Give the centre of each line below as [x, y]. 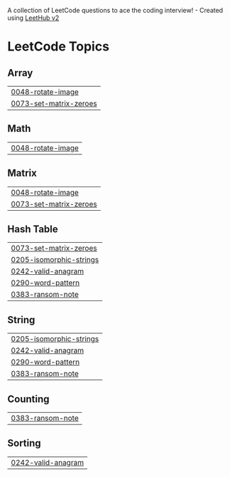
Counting [28, 399]
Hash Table [33, 230]
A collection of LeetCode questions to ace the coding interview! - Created [115, 10]
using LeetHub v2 [33, 18]
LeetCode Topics [59, 47]
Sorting [24, 443]
